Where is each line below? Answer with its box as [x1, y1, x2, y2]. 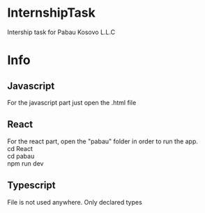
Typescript [7, 180, 56, 191]
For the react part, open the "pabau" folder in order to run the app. [7, 137, 199, 145]
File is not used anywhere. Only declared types [7, 198, 143, 206]
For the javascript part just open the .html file [7, 98, 137, 106]
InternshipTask [7, 5, 96, 21]
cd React [7, 144, 33, 152]
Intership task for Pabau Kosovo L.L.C [7, 28, 116, 36]
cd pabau [7, 152, 35, 160]
